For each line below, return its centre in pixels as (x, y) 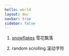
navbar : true (18, 19)
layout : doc (17, 14)
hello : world (18, 10)
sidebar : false (20, 23)
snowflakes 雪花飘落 (32, 38)
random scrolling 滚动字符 (38, 48)
